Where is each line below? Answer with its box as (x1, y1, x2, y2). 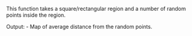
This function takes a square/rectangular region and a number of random (6, 5, 187, 12)
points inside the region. (6, 11, 66, 19)
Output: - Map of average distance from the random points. (6, 23, 153, 30)
